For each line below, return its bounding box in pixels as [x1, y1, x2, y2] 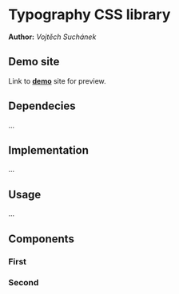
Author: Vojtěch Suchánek [8, 32, 97, 41]
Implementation [8, 143, 89, 157]
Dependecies [8, 100, 76, 113]
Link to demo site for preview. [8, 76, 106, 85]
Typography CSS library [8, 6, 171, 24]
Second [8, 277, 39, 288]
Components [8, 232, 74, 245]
